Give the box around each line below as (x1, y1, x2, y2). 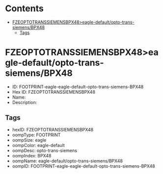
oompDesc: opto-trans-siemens (12, 148, 78, 153)
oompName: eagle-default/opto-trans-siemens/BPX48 (12, 158, 123, 164)
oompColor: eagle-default (12, 142, 65, 148)
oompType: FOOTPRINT (12, 132, 61, 138)
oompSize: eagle (12, 137, 47, 143)
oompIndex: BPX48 (12, 152, 52, 158)
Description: (12, 99, 37, 105)
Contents (5, 3, 44, 14)
